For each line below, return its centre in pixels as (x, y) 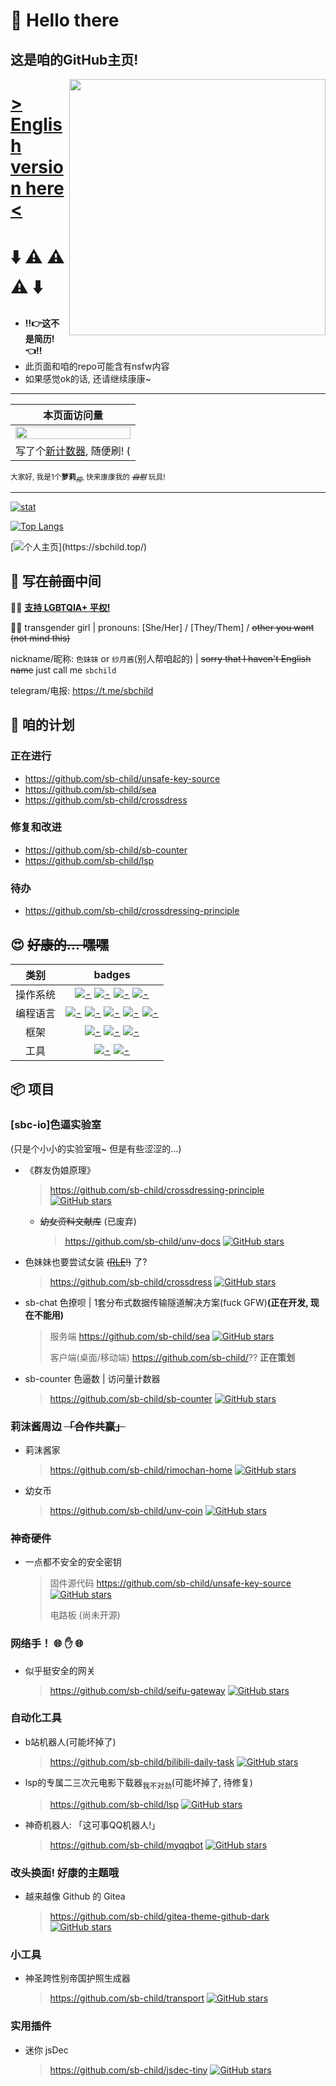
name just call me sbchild (63, 670)
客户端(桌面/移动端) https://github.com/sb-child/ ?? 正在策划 (172, 1357)
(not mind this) (40, 638)
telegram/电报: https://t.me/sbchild (82, 690)
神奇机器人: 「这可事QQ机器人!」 (92, 1825)
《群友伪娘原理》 (60, 1170)
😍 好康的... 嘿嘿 (60, 944)
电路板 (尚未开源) (85, 1615)
